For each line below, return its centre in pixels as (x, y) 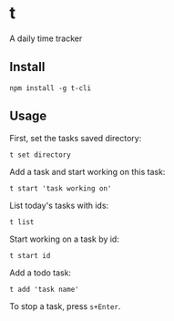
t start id (30, 255)
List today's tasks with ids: (59, 205)
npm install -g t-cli (51, 88)
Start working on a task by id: (65, 239)
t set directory (40, 155)
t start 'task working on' (61, 188)
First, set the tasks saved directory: (76, 138)
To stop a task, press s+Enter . (65, 306)
